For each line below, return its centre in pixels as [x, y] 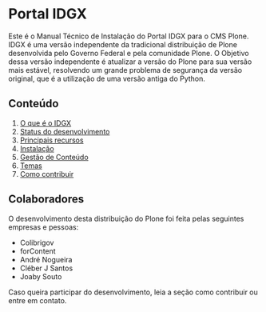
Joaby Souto [41, 276]
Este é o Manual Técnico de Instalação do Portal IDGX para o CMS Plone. [129, 36]
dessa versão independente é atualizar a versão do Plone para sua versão [130, 62]
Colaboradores [46, 200]
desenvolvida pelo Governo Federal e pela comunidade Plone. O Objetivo [129, 53]
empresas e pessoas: [44, 227]
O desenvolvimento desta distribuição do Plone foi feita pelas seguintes [126, 218]
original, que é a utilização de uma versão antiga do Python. [107, 78]
